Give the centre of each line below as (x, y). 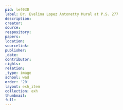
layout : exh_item (23, 86)
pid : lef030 (17, 9)
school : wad (17, 77)
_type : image (18, 73)
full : (10, 100)
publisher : (16, 50)
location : (15, 41)
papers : (13, 37)
